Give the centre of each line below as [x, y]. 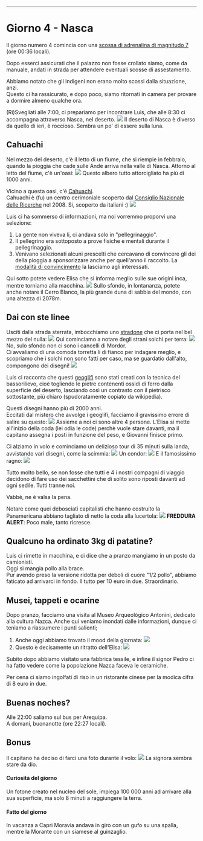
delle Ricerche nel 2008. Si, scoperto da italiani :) [67, 205]
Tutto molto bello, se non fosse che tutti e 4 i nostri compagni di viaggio [95, 472]
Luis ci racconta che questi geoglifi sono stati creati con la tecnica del [93, 377]
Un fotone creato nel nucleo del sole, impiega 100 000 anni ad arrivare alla [99, 791]
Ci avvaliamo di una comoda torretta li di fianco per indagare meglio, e [94, 352]
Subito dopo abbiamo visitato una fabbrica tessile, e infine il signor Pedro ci [100, 659]
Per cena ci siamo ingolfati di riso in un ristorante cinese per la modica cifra [100, 677]
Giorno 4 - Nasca [50, 28]
